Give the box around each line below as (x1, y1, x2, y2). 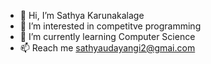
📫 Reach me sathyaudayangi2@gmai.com (19, 42, 196, 54)
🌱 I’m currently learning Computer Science (19, 31, 196, 42)
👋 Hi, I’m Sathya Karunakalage (19, 10, 145, 21)
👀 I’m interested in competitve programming (19, 20, 202, 32)
